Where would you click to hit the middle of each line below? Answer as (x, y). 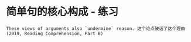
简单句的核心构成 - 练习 (62, 12)
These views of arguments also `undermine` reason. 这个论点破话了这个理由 (96, 28)
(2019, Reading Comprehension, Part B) (55, 33)
